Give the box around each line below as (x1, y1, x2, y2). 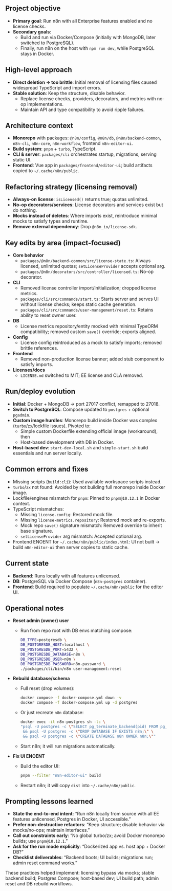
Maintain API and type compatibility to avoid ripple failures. (20, 106, 145, 113)
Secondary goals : (12, 28, 51, 35)
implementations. (27, 101, 64, 107)
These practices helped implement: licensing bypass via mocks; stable (5, 870, 155, 876)
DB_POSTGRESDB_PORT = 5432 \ (20, 647, 78, 652)
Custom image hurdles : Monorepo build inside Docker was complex (12, 417, 158, 423)
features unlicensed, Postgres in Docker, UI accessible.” (12, 816, 132, 822)
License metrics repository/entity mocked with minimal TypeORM (20, 323, 158, 330)
